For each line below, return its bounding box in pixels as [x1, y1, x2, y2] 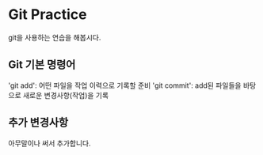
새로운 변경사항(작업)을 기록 [22, 90, 109, 100]
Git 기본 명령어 [8, 58, 76, 72]
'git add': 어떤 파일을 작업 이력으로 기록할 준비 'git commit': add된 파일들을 [8, 81, 242, 90]
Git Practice [8, 6, 87, 24]
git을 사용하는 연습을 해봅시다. [8, 32, 101, 42]
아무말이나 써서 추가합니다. [8, 138, 91, 148]
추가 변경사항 [8, 116, 69, 130]
